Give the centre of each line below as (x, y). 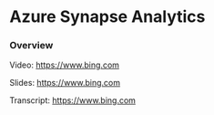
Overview (31, 46)
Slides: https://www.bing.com (65, 83)
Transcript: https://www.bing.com (73, 100)
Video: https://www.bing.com (65, 65)
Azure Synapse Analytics (107, 17)
